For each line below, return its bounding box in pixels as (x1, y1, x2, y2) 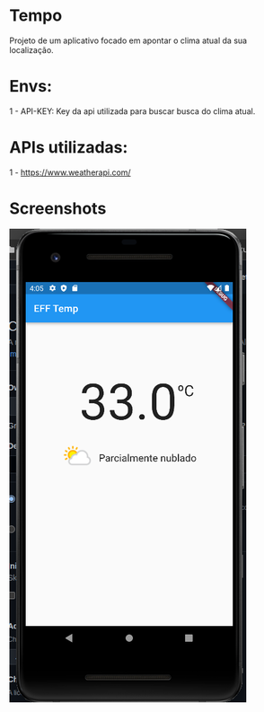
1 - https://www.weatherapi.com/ (9, 167, 132, 178)
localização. (9, 44, 54, 55)
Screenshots (9, 198, 107, 218)
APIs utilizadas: (9, 137, 128, 158)
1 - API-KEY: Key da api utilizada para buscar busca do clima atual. (9, 105, 256, 117)
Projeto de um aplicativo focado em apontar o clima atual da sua (9, 35, 248, 46)
